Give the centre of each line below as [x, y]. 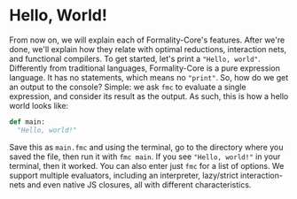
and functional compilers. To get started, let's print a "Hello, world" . [135, 58]
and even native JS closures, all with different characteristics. [139, 184]
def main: [27, 122]
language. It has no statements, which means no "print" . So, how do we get [149, 77]
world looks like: [39, 105]
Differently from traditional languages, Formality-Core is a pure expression [145, 68]
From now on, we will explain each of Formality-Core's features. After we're [147, 40]
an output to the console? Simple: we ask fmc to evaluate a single [128, 87]
